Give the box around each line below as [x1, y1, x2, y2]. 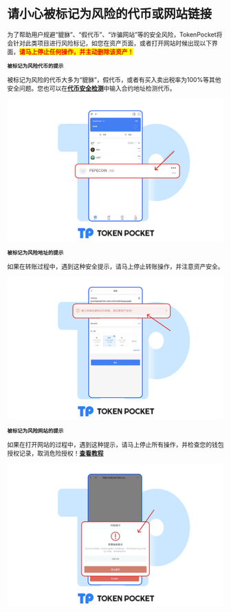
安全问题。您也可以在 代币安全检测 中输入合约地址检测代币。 [7, 84, 176, 92]
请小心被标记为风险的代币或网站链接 [7, 6, 212, 22]
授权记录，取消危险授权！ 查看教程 [7, 449, 104, 458]
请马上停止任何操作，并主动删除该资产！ [19, 48, 134, 56]
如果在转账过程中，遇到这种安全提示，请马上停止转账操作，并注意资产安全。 [7, 262, 224, 271]
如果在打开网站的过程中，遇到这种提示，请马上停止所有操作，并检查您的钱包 [7, 441, 224, 449]
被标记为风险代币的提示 [7, 63, 64, 70]
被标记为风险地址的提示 [7, 249, 64, 257]
